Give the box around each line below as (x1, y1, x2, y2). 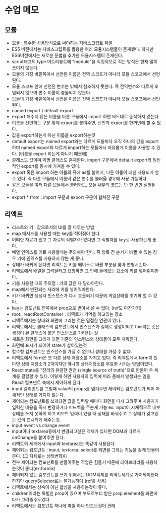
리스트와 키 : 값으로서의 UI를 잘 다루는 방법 (11, 224, 95, 230)
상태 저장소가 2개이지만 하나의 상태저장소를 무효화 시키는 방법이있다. (21, 361, 154, 366)
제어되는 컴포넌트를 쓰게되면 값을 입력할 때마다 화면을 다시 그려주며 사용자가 (11, 398, 159, 404)
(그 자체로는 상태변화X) (22, 453, 67, 459)
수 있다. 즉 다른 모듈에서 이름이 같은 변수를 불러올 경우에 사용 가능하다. (11, 176, 148, 181)
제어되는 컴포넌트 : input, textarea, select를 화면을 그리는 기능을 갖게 (11, 446, 146, 452)
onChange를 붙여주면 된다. (11, 434, 65, 440)
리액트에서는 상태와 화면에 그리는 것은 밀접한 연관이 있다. (11, 317, 122, 323)
